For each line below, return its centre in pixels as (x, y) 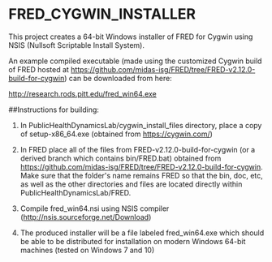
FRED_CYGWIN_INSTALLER (102, 14)
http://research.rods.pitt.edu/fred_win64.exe (82, 93)
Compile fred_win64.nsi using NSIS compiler (95, 208)
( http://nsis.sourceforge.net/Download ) (86, 217)
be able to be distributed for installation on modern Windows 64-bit (133, 241)
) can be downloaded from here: (118, 78)
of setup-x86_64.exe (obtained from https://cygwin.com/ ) (117, 134)
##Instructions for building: (54, 110)
